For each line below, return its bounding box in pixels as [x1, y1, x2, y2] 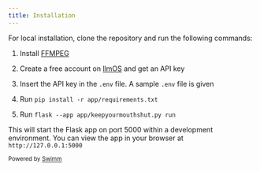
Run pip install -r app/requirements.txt [19, 94, 158, 103]
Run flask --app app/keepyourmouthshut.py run [19, 110, 176, 119]
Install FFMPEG [19, 48, 69, 58]
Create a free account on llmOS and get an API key [19, 64, 185, 73]
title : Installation [8, 11, 76, 20]
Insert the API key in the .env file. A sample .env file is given [19, 79, 214, 88]
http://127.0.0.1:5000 [8, 141, 83, 150]
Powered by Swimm [8, 155, 62, 163]
